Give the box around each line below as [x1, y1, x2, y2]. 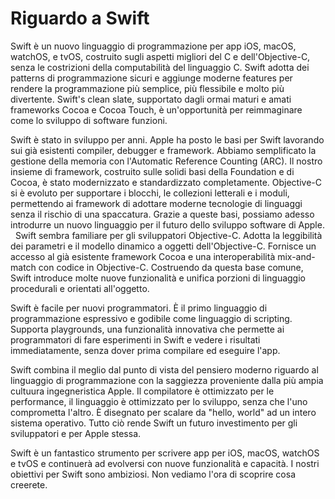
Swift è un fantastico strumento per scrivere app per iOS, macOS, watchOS [10, 447, 320, 459]
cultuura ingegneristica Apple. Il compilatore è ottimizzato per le [10, 385, 275, 397]
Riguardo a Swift [10, 7, 150, 30]
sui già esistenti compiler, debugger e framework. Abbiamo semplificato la [10, 144, 317, 156]
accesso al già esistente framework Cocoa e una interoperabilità [10, 250, 276, 262]
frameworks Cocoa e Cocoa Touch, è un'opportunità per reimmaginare [10, 103, 303, 116]
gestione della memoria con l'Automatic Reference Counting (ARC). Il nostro [10, 155, 323, 167]
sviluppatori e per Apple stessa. [10, 427, 142, 439]
